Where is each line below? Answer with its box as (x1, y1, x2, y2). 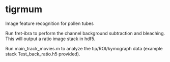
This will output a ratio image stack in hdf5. (5, 36, 96, 42)
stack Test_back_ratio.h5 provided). (5, 51, 80, 57)
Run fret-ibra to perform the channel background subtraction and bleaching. (5, 30, 165, 36)
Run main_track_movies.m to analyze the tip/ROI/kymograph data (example (5, 45, 163, 51)
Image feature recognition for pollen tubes (5, 20, 94, 26)
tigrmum (5, 4, 42, 15)
